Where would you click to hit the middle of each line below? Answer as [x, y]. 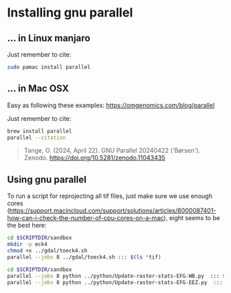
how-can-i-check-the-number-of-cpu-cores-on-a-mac [86, 218]
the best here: [27, 226]
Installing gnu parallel [70, 13]
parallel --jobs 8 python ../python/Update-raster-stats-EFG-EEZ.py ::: [115, 282]
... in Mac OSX [38, 88]
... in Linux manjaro [49, 38]
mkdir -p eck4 [27, 245]
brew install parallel [40, 131]
